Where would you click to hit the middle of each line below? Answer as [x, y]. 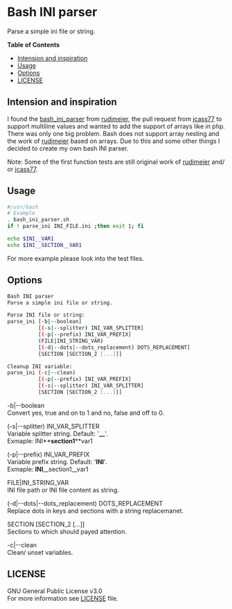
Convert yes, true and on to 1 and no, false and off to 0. [86, 413]
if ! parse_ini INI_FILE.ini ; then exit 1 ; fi [75, 226]
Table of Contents [34, 44]
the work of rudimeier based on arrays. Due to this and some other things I [114, 141]
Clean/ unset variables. [40, 552]
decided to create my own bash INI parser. [68, 148]
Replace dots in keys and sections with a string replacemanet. [96, 511]
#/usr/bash [23, 207]
